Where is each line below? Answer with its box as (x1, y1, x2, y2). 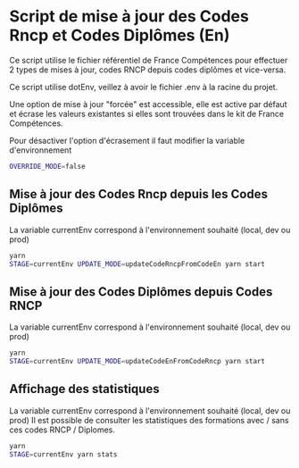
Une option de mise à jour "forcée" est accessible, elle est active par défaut (9, 98, 287, 109)
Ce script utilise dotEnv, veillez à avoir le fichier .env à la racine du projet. (9, 81, 278, 92)
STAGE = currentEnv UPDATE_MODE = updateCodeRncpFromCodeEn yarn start (9, 259, 266, 269)
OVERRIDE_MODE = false (9, 162, 87, 171)
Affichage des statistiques (9, 381, 160, 397)
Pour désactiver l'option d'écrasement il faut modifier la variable (9, 135, 245, 146)
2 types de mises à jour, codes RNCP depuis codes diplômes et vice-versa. (9, 64, 287, 75)
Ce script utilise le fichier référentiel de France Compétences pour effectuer (9, 54, 288, 65)
